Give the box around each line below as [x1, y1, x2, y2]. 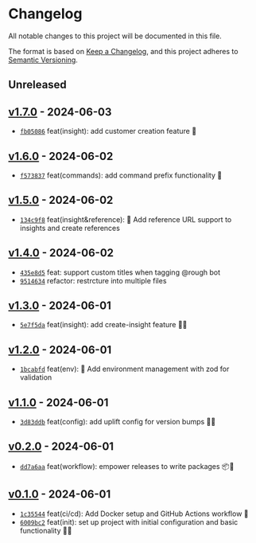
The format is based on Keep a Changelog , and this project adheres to [8, 46, 239, 56]
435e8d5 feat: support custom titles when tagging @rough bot [19, 268, 221, 277]
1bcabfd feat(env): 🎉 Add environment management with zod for [19, 364, 230, 374]
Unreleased [8, 78, 68, 92]
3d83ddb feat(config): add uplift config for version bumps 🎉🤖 [19, 417, 216, 427]
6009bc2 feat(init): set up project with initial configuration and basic [19, 517, 239, 526]
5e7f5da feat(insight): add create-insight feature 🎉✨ [19, 320, 188, 330]
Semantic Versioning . [8, 55, 78, 64]
